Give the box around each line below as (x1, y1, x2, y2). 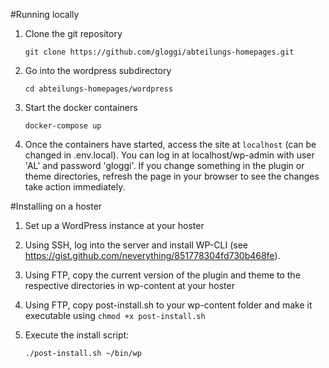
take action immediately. (24, 181, 126, 193)
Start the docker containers (24, 102, 138, 113)
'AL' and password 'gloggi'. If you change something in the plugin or (24, 160, 305, 171)
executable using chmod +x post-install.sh (24, 310, 206, 321)
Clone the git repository (24, 28, 123, 39)
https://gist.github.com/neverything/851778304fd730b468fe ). (24, 250, 281, 261)
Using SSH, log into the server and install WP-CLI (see (24, 239, 248, 251)
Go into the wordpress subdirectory (24, 65, 172, 76)
